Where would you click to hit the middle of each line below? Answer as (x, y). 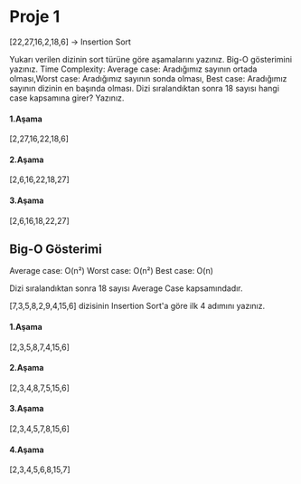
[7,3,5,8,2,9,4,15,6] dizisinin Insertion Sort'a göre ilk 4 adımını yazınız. (137, 306)
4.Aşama (27, 450)
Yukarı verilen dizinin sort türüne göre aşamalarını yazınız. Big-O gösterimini (150, 59)
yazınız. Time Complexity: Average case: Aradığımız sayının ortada (133, 69)
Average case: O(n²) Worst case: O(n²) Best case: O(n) (112, 271)
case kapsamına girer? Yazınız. (67, 98)
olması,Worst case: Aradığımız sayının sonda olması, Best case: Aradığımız (148, 78)
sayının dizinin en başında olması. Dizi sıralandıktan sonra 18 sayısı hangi (145, 88)
